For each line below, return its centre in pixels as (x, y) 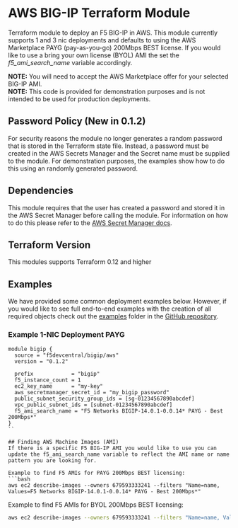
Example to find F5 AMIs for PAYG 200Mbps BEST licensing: (97, 473)
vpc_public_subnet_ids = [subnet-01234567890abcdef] (94, 405)
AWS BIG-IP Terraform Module (99, 13)
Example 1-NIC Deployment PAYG (67, 335)
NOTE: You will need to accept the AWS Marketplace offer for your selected (118, 76)
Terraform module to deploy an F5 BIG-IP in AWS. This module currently (113, 33)
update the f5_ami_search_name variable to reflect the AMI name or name (119, 454)
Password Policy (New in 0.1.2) (77, 121)
